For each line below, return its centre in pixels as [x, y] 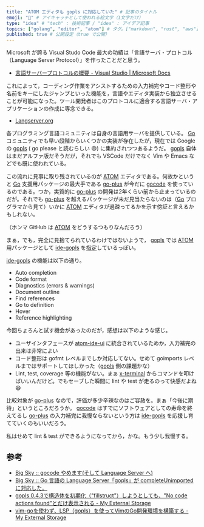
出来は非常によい [36, 351]
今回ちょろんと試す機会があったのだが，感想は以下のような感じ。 [89, 331]
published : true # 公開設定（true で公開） [58, 35]
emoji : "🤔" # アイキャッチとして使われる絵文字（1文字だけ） [75, 18]
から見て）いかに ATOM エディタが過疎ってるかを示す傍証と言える [106, 207]
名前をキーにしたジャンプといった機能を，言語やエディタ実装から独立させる [102, 93]
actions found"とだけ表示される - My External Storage [83, 503]
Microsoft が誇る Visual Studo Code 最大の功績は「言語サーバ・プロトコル [100, 53]
